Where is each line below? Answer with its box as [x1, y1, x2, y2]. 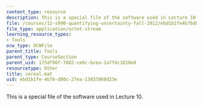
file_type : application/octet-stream [6, 25, 101, 32]
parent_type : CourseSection [6, 54, 77, 60]
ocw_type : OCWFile [6, 43, 53, 49]
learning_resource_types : [6, 31, 71, 38]
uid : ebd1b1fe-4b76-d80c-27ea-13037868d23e [6, 76, 118, 82]
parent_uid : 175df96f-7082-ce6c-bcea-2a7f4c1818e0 [6, 59, 137, 65]
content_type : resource [6, 8, 66, 15]
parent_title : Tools [6, 48, 59, 55]
